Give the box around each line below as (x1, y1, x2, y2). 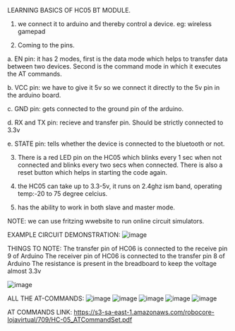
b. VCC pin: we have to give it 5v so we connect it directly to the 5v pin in (7, 83, 220, 91)
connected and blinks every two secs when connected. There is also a (17, 161, 223, 169)
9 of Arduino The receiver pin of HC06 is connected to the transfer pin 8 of (7, 252, 226, 260)
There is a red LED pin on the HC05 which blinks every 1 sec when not (17, 153, 222, 161)
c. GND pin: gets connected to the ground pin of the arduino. (7, 105, 184, 112)
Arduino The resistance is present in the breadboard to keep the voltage (7, 260, 217, 267)
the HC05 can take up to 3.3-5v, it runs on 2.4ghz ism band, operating (17, 182, 222, 190)
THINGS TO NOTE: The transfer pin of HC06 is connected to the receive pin (7, 244, 228, 252)
